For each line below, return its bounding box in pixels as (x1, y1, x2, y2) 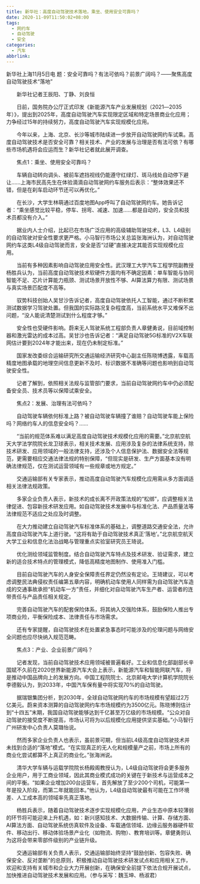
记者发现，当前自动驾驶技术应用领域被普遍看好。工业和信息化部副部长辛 (16, 658, 194, 666)
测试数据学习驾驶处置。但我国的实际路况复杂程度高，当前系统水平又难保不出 (6, 304, 194, 311)
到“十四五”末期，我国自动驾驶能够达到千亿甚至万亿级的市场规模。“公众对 (6, 708, 186, 716)
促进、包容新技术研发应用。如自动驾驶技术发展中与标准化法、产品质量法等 (11, 502, 194, 509)
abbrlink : (6, 53, 31, 59)
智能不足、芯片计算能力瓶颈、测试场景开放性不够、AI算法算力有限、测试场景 (6, 276, 194, 284)
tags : (6, 20, 20, 26)
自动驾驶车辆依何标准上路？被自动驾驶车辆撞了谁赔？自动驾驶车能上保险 (16, 412, 194, 419)
